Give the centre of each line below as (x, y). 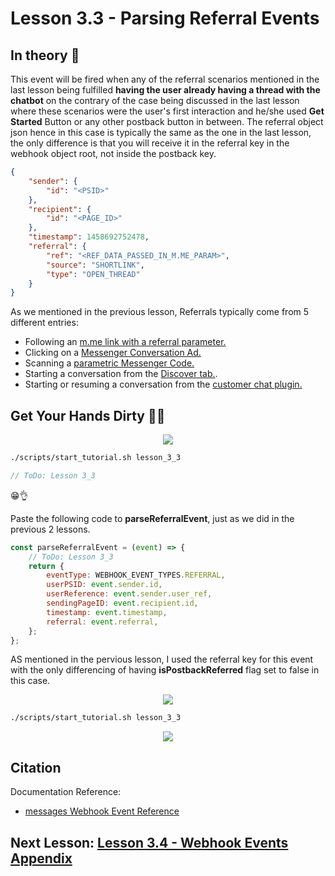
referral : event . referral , (102, 622)
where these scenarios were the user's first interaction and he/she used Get (167, 111)
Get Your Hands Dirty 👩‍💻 (88, 415)
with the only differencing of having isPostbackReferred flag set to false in (165, 670)
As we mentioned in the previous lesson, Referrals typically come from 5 (160, 312)
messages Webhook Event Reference (102, 811)
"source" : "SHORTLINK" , (95, 265)
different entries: (44, 323)
